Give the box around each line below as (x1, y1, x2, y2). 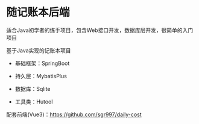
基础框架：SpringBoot (14, 60, 70, 67)
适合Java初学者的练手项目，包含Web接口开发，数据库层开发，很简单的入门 (6, 26, 194, 34)
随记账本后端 (6, 5, 71, 19)
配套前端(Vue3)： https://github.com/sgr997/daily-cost (6, 111, 142, 118)
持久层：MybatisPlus (14, 72, 68, 79)
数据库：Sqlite (14, 85, 51, 92)
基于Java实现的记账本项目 (6, 46, 71, 54)
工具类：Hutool (14, 98, 53, 105)
